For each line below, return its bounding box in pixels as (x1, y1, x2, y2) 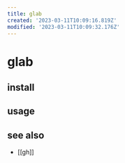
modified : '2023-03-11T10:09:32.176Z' (7, 23, 120, 30)
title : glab (7, 10, 42, 18)
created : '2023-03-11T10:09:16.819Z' (7, 17, 117, 24)
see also (7, 129, 45, 141)
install (7, 81, 35, 93)
